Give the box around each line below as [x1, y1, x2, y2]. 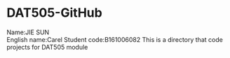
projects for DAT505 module [6, 43, 88, 51]
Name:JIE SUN [6, 28, 50, 36]
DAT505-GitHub [6, 5, 102, 21]
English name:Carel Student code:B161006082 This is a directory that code [6, 35, 224, 43]
